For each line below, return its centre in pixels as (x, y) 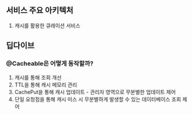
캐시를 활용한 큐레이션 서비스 (47, 26)
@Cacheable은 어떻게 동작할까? (50, 64)
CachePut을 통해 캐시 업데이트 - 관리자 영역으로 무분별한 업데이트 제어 (95, 92)
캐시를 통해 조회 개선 (38, 77)
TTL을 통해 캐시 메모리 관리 (46, 85)
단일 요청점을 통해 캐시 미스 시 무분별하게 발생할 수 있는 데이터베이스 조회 (98, 99)
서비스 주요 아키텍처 (40, 10)
